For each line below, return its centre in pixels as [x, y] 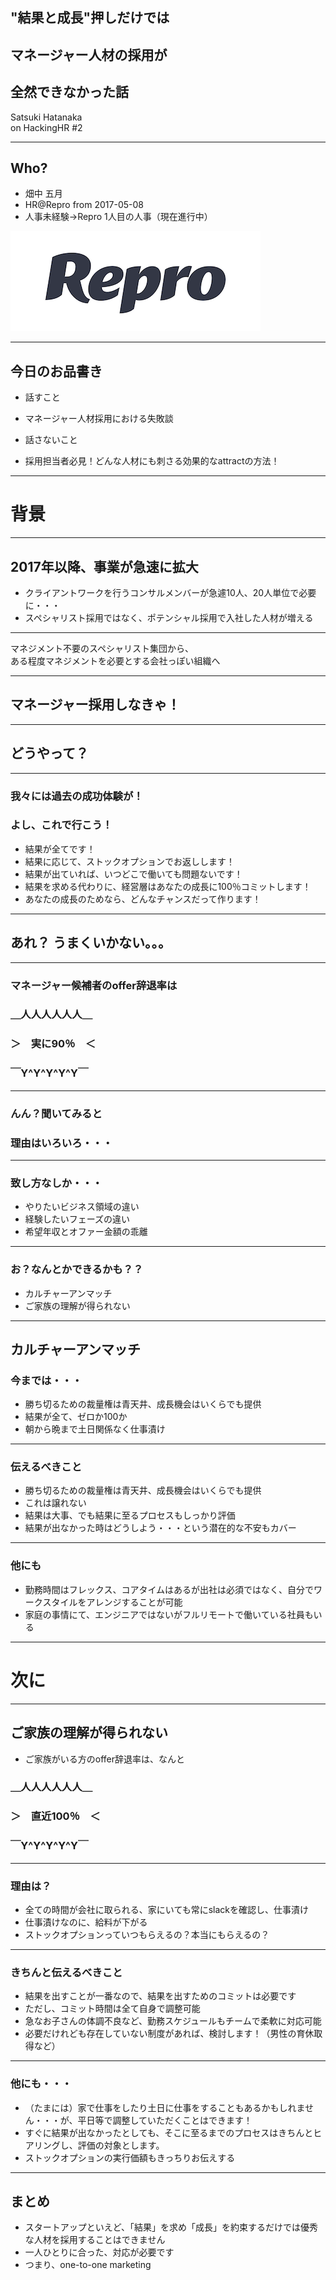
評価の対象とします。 [121, 2145]
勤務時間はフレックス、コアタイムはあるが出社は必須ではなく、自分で [169, 1589]
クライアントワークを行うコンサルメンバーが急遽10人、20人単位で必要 [170, 592]
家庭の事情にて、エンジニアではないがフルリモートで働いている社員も [169, 1614]
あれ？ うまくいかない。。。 [91, 943]
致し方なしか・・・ [56, 1183]
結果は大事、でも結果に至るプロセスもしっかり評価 [130, 1515]
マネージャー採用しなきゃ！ [95, 704]
